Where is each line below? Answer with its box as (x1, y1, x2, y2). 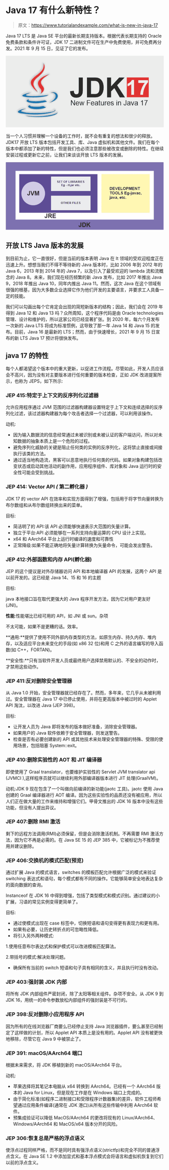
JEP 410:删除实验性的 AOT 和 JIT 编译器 (6, 756, 102, 763)
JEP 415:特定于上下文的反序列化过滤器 (6, 392, 99, 399)
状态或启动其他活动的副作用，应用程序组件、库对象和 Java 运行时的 (17, 463, 157, 470)
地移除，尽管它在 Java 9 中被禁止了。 (6, 1035, 84, 1042)
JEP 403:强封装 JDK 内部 (6, 979, 67, 986)
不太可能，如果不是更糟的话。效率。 (6, 623, 81, 629)
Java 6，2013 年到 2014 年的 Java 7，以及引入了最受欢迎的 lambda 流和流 (6, 268, 159, 274)
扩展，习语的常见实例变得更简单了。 (6, 899, 81, 905)
